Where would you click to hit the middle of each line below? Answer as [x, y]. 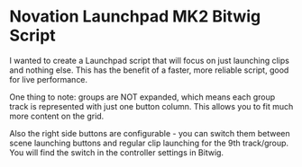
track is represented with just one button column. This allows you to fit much [151, 106]
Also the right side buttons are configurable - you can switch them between [150, 133]
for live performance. [49, 79]
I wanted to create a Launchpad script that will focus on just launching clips [150, 60]
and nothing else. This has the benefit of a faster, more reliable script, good [149, 70]
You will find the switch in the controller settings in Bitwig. [116, 152]
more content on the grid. [57, 116]
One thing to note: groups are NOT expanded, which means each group [142, 97]
